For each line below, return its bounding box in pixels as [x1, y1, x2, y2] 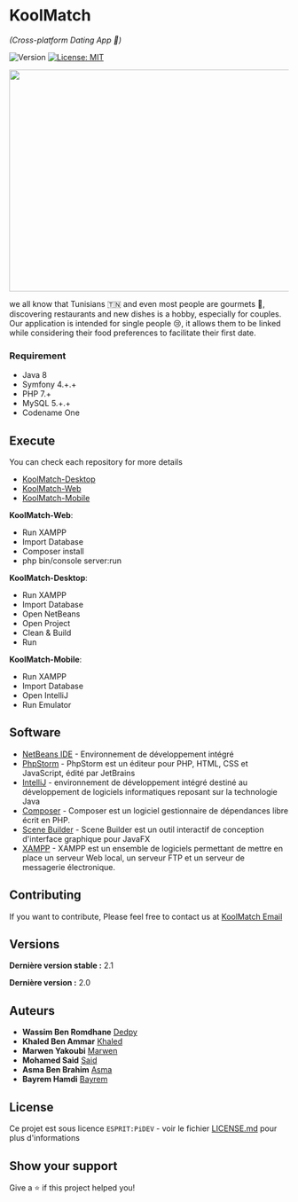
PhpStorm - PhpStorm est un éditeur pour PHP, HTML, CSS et [21, 758, 248, 768]
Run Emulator [21, 700, 72, 711]
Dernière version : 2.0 [9, 978, 91, 988]
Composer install [21, 546, 84, 557]
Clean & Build [21, 627, 72, 639]
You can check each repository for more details [9, 457, 184, 467]
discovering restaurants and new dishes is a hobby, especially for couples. [9, 308, 282, 319]
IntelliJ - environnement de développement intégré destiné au [21, 777, 248, 788]
